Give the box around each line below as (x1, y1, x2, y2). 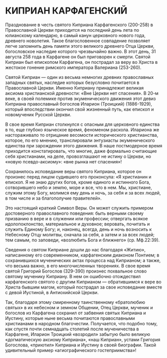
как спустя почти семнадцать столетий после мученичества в (5, 326, 139, 332)
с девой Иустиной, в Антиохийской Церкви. (5, 289, 99, 295)
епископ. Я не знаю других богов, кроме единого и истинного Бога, (5, 179, 150, 185)
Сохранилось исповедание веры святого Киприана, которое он (5, 168, 141, 174)
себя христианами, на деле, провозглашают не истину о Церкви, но (5, 153, 151, 159)
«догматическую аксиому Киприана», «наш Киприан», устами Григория (5, 336, 161, 342)
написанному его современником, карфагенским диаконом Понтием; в (5, 252, 159, 258)
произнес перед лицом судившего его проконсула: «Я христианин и (5, 173, 151, 180)
